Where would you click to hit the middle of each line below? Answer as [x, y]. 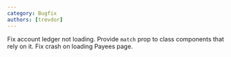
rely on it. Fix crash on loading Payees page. [70, 46]
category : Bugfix [32, 13]
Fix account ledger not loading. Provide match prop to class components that [115, 39]
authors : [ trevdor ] [35, 20]
